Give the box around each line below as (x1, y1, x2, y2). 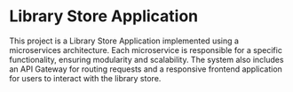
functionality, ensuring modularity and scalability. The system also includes (9, 54, 284, 65)
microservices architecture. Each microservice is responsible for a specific (9, 44, 282, 55)
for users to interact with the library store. (9, 73, 162, 83)
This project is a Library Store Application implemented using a (9, 35, 240, 46)
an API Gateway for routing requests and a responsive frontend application (9, 64, 282, 74)
